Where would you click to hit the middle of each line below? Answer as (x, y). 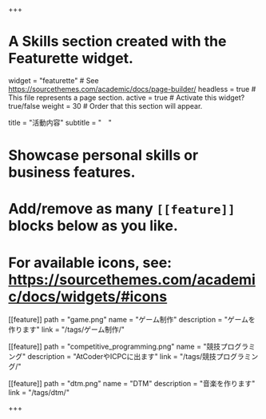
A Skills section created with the (117, 42)
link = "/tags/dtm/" (39, 393)
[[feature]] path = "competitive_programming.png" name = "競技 (115, 347)
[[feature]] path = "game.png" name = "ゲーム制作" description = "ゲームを (132, 320)
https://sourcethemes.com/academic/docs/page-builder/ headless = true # (132, 89)
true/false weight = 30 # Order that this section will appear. (105, 106)
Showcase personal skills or (103, 156)
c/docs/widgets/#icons (88, 296)
